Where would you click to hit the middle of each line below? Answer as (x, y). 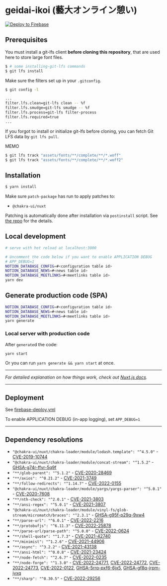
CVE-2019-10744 (30, 457)
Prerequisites (26, 40)
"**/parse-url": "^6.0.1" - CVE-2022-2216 (58, 520)
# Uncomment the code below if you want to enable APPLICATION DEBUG (79, 257)
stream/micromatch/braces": (41, 515)
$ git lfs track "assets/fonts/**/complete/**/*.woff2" (64, 160)
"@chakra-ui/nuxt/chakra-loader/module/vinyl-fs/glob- (70, 510)
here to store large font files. (34, 57)
